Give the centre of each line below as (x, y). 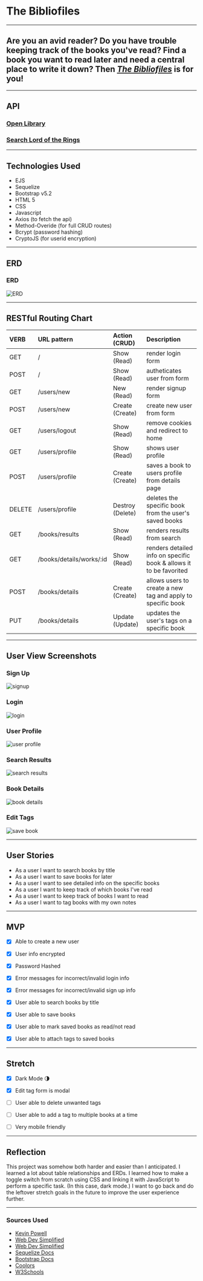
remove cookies (169, 423)
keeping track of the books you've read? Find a (96, 51)
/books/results (59, 534)
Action (123, 336)
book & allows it (169, 563)
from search (163, 538)
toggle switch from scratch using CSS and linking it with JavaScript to (93, 1179)
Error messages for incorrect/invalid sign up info (75, 990)
